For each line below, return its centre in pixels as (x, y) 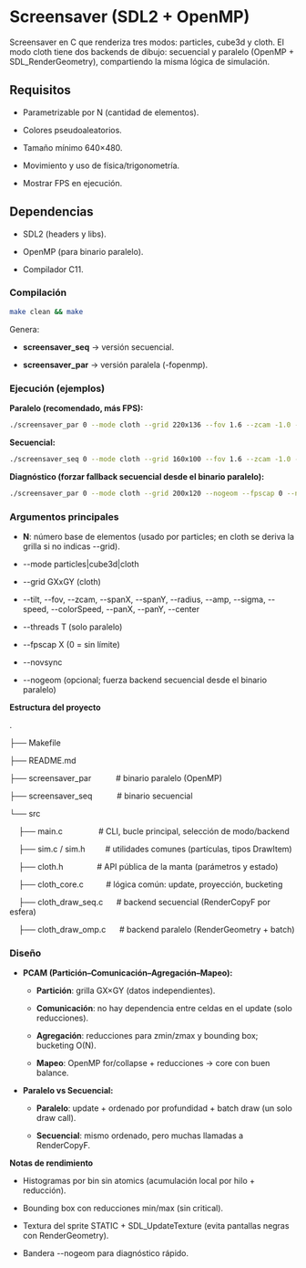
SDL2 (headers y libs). (64, 234)
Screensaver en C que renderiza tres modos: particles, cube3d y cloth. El (147, 42)
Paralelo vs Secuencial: (68, 1091)
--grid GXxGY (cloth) (62, 581)
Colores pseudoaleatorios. (72, 130)
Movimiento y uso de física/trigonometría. (101, 165)
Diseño (25, 953)
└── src (25, 813)
